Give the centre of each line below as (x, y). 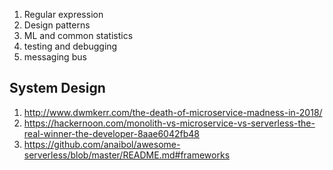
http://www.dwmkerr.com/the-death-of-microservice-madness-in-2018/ (173, 112)
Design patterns (57, 25)
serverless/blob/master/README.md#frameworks (127, 155)
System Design (57, 88)
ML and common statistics (78, 35)
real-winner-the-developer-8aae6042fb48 (111, 133)
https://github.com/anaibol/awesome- (102, 144)
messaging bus (55, 57)
